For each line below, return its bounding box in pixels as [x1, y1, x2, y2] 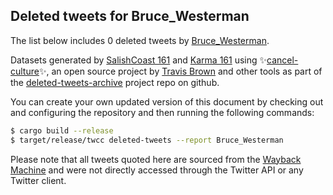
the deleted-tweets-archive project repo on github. [10, 76, 220, 88]
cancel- [266, 54, 299, 66]
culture [10, 65, 40, 77]
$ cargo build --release [10, 125, 114, 136]
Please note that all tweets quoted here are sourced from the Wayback [10, 153, 302, 165]
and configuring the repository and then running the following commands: [10, 106, 315, 118]
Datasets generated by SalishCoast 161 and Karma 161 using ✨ [10, 54, 268, 66]
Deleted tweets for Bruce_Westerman [10, 8, 250, 25]
